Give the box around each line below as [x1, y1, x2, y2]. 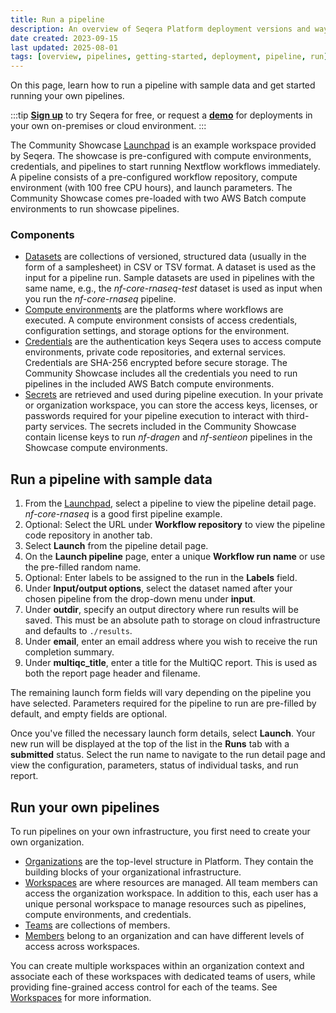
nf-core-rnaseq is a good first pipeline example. [24, 508, 223, 520]
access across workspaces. [24, 941, 140, 953]
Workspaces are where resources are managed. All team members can [24, 877, 318, 889]
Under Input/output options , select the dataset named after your [24, 582, 293, 595]
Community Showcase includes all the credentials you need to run [24, 367, 298, 380]
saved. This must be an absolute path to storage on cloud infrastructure [24, 614, 321, 626]
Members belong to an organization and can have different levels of [24, 930, 305, 942]
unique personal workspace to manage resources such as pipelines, [24, 898, 307, 910]
